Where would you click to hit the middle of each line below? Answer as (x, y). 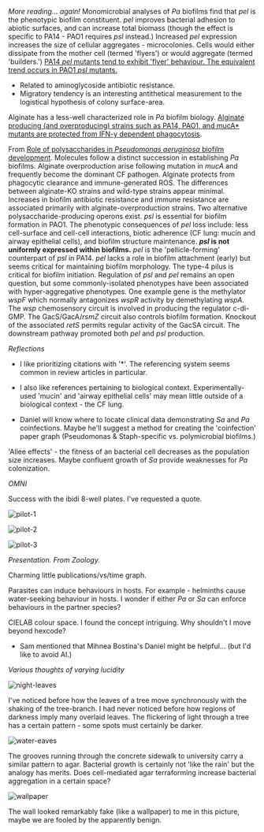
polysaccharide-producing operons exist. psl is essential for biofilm (117, 216)
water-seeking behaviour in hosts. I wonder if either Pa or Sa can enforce (127, 599)
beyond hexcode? (37, 631)
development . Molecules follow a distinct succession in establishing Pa (123, 158)
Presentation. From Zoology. (54, 560)
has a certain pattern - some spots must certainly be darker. (106, 725)
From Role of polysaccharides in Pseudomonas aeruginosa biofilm (116, 149)
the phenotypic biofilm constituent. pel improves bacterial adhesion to (122, 20)
